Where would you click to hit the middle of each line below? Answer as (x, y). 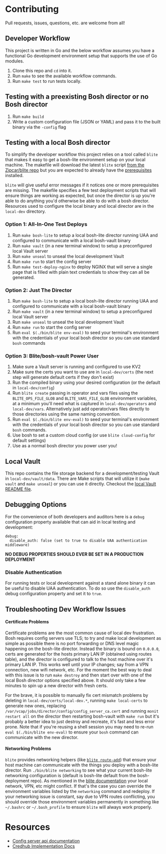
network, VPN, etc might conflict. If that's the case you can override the (79, 786)
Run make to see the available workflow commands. (64, 76)
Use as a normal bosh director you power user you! (65, 446)
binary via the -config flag (39, 127)
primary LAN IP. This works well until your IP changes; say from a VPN (77, 664)
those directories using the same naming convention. (66, 414)
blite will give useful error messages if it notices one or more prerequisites (82, 185)
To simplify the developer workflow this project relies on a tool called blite (82, 154)
